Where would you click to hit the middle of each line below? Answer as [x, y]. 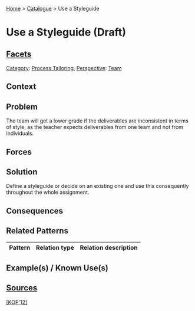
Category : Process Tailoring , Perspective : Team [64, 68]
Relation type [55, 247]
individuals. [20, 133]
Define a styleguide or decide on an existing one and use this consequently [97, 186]
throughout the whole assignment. [48, 192]
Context [21, 87]
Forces [19, 152]
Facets [19, 54]
